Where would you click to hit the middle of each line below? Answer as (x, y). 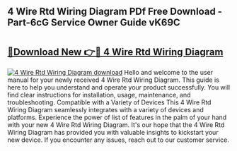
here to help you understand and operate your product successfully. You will (119, 87)
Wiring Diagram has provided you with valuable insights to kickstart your (113, 132)
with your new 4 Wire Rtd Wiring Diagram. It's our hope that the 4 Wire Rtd (116, 125)
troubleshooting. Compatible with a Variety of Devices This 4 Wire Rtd (109, 102)
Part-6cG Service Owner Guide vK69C (94, 23)
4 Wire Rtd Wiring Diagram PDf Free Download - (115, 12)
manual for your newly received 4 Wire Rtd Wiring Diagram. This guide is (113, 80)
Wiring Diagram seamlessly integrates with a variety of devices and (105, 110)
